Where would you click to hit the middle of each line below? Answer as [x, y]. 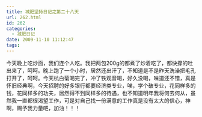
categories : [21, 28]
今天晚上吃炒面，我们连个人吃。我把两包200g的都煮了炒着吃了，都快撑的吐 [100, 63]
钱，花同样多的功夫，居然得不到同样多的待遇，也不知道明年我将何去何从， [98, 93]
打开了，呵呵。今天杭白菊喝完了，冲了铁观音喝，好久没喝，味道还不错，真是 [101, 78]
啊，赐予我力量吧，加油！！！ [43, 108]
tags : [13, 46]
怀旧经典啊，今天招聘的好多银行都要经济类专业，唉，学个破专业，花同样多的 [101, 85]
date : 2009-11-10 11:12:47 [40, 40]
